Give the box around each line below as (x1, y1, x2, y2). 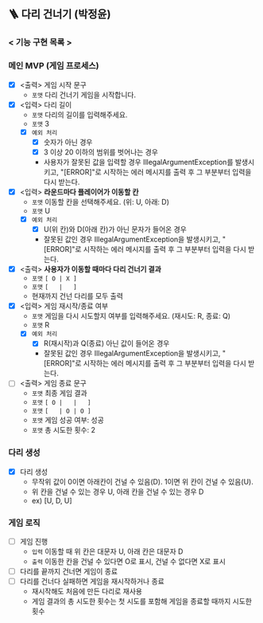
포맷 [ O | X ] (31, 275, 77, 283)
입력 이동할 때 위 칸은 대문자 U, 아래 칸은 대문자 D (31, 547, 184, 556)
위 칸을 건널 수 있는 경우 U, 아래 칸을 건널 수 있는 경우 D (31, 487, 204, 496)
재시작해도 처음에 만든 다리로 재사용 (31, 586, 143, 596)
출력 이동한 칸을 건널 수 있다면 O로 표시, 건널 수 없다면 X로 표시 (31, 557, 226, 566)
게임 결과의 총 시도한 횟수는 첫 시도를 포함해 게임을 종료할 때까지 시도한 (31, 597, 253, 606)
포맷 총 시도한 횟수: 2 (31, 425, 96, 435)
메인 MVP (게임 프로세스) (8, 61, 99, 72)
